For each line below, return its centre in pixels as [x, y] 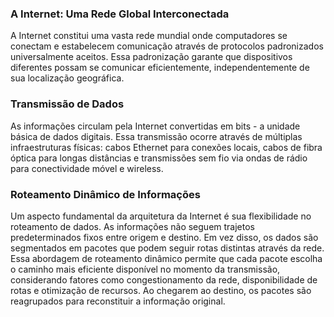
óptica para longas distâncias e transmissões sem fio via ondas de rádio [159, 158]
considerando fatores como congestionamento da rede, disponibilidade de [164, 279]
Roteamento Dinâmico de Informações [105, 194]
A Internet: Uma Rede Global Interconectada [120, 14]
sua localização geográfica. [67, 78]
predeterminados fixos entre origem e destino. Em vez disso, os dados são [164, 237]
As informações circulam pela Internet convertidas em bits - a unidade [155, 126]
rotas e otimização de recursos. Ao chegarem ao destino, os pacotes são [161, 290]
